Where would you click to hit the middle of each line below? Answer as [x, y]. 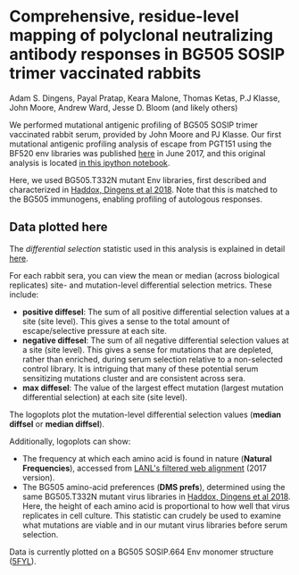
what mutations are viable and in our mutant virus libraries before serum [155, 525]
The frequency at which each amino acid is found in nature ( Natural [147, 458]
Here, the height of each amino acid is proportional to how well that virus [156, 505]
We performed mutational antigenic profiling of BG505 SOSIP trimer [134, 125]
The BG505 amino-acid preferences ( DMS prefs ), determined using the [154, 487]
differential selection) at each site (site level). [104, 397]
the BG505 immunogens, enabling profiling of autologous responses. [136, 199]
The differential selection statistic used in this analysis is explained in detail [147, 248]
